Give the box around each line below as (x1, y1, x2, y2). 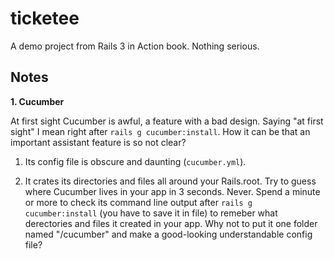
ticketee (10, 7, 80, 30)
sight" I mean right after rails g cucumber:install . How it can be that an (10, 125, 311, 137)
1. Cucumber (10, 95, 65, 107)
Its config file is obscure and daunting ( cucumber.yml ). (24, 155, 247, 167)
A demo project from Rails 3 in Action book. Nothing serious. (10, 40, 260, 52)
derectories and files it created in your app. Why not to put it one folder (24, 217, 318, 229)
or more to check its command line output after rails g (24, 196, 253, 208)
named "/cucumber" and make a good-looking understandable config (24, 228, 313, 240)
